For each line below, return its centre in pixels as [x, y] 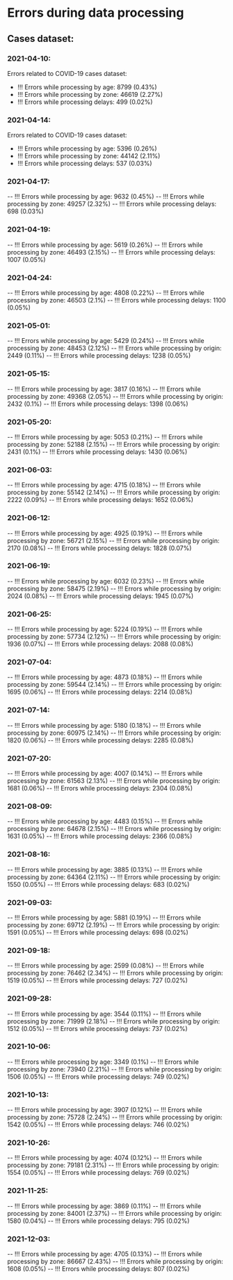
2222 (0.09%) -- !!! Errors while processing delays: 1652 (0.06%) [100, 500]
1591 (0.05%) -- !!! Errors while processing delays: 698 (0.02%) [98, 932]
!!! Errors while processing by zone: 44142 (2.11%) [89, 156]
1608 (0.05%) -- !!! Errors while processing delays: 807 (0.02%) [98, 1269]
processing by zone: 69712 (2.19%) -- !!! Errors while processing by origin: [114, 924]
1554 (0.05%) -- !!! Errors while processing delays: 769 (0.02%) [98, 1173]
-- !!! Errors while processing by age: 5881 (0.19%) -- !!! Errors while [104, 917]
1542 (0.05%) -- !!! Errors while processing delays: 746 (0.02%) [98, 1125]
